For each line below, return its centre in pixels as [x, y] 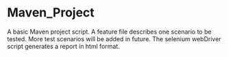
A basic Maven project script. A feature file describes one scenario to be [110, 32]
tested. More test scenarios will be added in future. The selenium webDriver [114, 38]
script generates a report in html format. [63, 46]
